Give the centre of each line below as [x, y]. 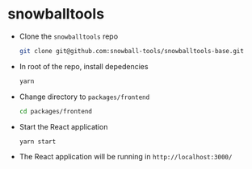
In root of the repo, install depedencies [84, 66]
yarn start [38, 142]
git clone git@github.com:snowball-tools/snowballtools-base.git [131, 51]
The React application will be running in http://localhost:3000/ [126, 157]
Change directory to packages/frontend [84, 97]
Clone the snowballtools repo [69, 36]
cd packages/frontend [55, 111]
